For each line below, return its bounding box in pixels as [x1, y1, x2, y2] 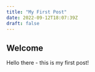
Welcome [6, 43, 44, 53]
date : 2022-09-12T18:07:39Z [6, 15, 78, 21]
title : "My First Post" [6, 9, 67, 15]
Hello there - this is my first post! [6, 59, 89, 67]
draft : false [6, 20, 40, 26]
